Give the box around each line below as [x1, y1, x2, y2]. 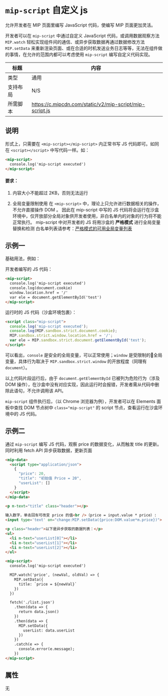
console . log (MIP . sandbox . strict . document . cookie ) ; [9, 328, 117, 333]
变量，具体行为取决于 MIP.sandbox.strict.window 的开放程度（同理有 [5, 358, 147, 364]
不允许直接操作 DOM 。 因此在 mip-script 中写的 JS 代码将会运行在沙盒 [12, 206, 159, 212]
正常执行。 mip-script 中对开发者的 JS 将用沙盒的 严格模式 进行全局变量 [12, 219, 161, 225]
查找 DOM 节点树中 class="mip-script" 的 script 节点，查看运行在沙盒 [13, 404, 158, 410]
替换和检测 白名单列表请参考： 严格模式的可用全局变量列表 [12, 225, 132, 231]
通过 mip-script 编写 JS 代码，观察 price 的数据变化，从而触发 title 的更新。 [5, 441, 161, 447]
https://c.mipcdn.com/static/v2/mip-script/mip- [31, 100, 145, 107]
